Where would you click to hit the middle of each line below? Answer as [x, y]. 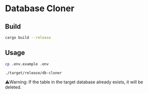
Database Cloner [40, 9]
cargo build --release [28, 38]
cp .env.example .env [27, 64]
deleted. [13, 87]
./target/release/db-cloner [34, 73]
